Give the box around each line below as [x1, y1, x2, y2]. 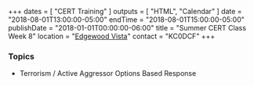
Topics [8, 51, 35, 62]
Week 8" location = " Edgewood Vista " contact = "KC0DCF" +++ [8, 31, 216, 41]
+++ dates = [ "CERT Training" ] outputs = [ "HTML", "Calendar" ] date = [8, 7, 242, 16]
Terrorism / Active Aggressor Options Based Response [19, 69, 197, 78]
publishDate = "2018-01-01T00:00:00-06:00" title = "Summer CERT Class [8, 23, 247, 32]
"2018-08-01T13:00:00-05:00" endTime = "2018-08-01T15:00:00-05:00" [8, 15, 245, 24]
